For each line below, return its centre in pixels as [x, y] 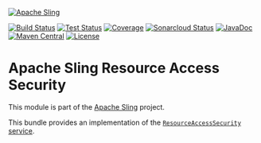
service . [21, 130]
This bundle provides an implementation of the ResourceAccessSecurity [125, 122]
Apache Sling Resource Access [114, 68]
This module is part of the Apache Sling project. [87, 106]
